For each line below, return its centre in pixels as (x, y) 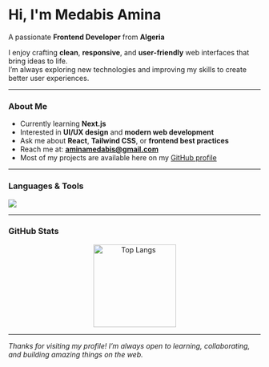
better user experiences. (49, 78)
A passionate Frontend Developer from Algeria (87, 37)
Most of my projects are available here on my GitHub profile (118, 158)
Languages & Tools (46, 186)
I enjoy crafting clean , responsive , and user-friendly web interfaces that (129, 52)
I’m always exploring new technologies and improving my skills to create (127, 69)
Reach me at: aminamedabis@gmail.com (89, 149)
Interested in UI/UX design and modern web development (117, 132)
